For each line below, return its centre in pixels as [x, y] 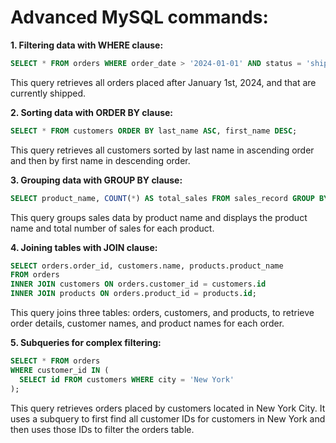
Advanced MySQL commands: [139, 17]
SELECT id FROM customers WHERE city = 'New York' [127, 379]
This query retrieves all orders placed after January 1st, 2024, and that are [163, 82]
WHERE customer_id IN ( [60, 370]
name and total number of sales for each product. [112, 228]
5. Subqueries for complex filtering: [86, 343]
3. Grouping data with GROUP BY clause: [96, 180]
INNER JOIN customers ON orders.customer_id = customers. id [138, 284]
